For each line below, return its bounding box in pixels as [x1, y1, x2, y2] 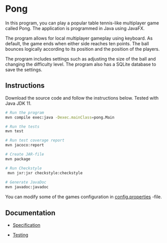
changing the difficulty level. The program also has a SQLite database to [5, 61, 156, 67]
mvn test [5, 129, 24, 134]
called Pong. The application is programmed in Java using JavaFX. [5, 25, 145, 31]
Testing [12, 232, 29, 238]
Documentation [5, 208, 56, 217]
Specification [12, 222, 41, 228]
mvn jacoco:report [5, 143, 44, 148]
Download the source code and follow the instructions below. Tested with [5, 95, 159, 101]
